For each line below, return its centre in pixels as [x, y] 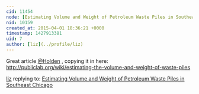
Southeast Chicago [30, 85]
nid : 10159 [20, 22]
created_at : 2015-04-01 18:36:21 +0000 [55, 28]
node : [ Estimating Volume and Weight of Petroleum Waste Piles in [90, 17]
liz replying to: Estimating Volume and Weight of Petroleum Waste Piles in [95, 78]
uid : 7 [14, 39]
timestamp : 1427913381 [34, 33]
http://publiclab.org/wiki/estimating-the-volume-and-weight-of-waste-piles [98, 67]
